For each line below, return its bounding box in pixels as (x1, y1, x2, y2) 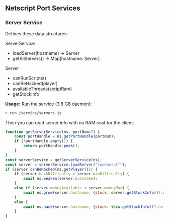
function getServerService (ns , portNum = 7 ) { (5, 129, 100, 134)
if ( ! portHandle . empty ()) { (14, 138, 73, 144)
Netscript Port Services (5, 4, 80, 13)
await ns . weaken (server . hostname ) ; (23, 176, 98, 181)
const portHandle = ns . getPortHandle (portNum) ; (14, 134, 116, 139)
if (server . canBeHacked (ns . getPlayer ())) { (5, 167, 98, 172)
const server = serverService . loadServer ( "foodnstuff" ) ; (5, 162, 127, 167)
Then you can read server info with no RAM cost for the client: (5, 119, 134, 125)
